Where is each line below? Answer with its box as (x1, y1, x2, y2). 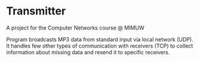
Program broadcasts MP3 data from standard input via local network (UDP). (6, 36, 194, 43)
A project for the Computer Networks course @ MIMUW (6, 24, 145, 31)
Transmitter (6, 4, 66, 18)
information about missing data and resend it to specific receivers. (6, 48, 170, 55)
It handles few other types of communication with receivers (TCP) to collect (6, 42, 194, 49)
